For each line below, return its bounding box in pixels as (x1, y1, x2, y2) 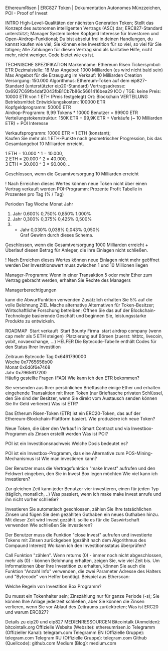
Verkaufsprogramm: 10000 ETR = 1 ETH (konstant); (5, 130, 111, 136)
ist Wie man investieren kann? (35, 456, 97, 462)
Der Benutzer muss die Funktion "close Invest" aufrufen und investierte (5, 532, 152, 537)
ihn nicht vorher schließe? (5, 496, 59, 502)
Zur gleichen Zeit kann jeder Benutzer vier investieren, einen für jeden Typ (5, 486, 159, 492)
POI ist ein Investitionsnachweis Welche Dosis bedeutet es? (5, 441, 128, 447)
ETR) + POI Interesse (5, 121, 49, 126)
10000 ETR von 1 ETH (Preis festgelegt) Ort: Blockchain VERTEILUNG (5, 93, 148, 99)
